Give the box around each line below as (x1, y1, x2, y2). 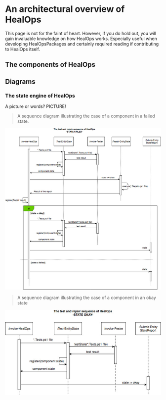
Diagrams (5, 77, 36, 86)
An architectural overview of (5, 3, 125, 15)
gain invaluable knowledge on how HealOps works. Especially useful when (5, 36, 157, 42)
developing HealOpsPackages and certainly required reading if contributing (5, 41, 159, 47)
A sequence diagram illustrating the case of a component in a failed (17, 113, 155, 119)
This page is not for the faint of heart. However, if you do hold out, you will (5, 30, 157, 36)
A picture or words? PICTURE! (5, 103, 66, 109)
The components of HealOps (5, 60, 95, 69)
